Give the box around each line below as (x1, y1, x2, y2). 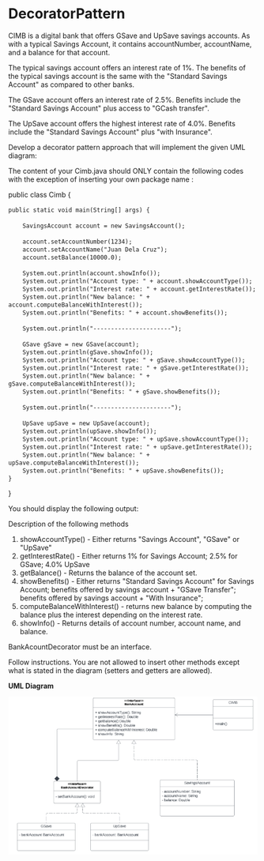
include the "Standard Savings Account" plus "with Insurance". (8, 127, 213, 137)
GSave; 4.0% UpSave (19, 559, 90, 569)
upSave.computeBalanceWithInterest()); (8, 459, 140, 467)
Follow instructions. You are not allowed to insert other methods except (8, 657, 240, 667)
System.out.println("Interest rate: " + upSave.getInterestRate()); (22, 443, 253, 451)
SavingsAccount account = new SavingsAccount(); (22, 222, 186, 230)
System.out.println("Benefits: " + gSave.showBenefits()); (22, 388, 221, 396)
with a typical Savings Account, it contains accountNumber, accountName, (8, 39, 252, 48)
